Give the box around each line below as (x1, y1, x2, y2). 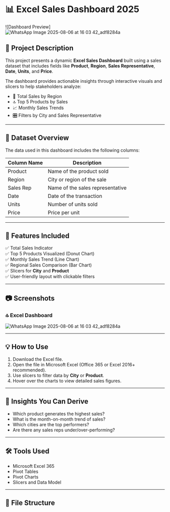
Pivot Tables (12, 468, 39, 474)
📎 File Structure (5, 498, 55, 507)
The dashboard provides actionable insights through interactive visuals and (5, 78, 162, 84)
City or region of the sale (48, 176, 107, 183)
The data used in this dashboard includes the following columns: (5, 147, 140, 153)
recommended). (12, 367, 47, 373)
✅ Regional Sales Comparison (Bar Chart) (5, 262, 92, 268)
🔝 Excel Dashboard (5, 312, 53, 319)
